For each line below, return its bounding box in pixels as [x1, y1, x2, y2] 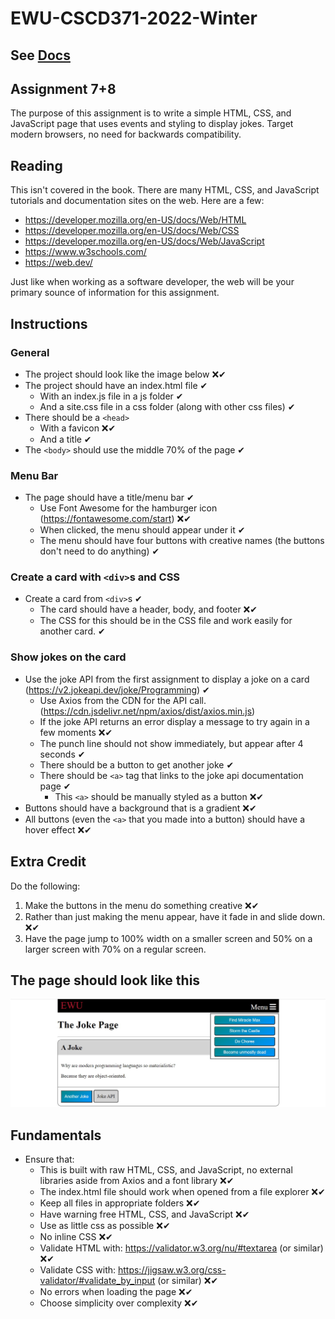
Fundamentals [10, 1127, 102, 1144]
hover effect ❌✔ [24, 823, 92, 836]
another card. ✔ [39, 625, 106, 637]
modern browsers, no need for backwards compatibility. [10, 128, 242, 141]
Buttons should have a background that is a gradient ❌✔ [24, 802, 257, 814]
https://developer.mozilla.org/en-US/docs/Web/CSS [24, 225, 240, 237]
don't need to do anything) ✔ [39, 545, 160, 557]
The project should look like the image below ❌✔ [24, 368, 227, 380]
